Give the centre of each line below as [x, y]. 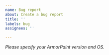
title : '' [15, 19]
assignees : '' [20, 28]
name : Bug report [23, 10]
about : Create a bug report [34, 14]
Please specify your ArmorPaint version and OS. [55, 47]
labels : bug [17, 24]
